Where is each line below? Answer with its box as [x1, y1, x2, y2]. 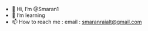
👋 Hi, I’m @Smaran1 [11, 6, 59, 12]
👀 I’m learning [11, 12, 45, 19]
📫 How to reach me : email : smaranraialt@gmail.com [11, 18, 142, 25]
